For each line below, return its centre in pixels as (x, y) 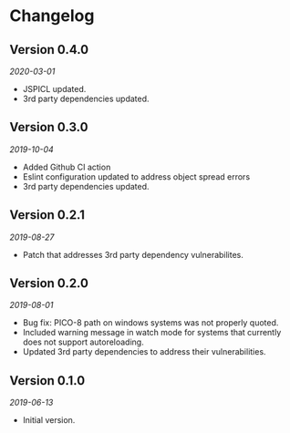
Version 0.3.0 (49, 127)
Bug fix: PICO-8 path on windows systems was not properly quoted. (150, 323)
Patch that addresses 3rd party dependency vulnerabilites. (133, 254)
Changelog (52, 16)
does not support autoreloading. (83, 342)
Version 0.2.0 (49, 284)
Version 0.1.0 (47, 381)
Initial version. (49, 420)
